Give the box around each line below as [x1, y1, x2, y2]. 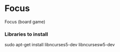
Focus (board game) [4, 19, 46, 25]
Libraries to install [4, 31, 48, 38]
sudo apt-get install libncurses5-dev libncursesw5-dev [4, 42, 115, 48]
